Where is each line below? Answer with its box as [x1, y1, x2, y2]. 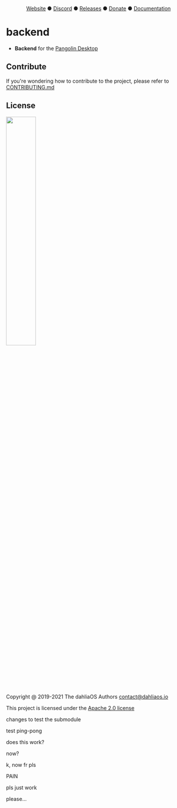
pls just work [6, 784, 37, 791]
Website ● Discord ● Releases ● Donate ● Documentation [26, 5, 171, 12]
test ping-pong [6, 727, 42, 734]
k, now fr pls [6, 761, 36, 768]
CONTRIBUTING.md [6, 83, 55, 90]
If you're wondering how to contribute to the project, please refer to [6, 77, 169, 84]
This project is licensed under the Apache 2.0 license [6, 704, 135, 711]
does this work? [6, 738, 45, 745]
